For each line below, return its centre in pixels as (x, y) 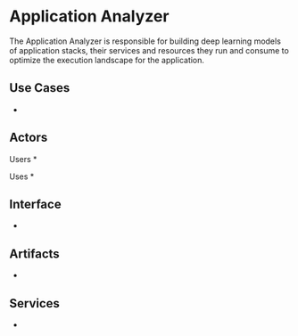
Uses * (22, 176)
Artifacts (34, 254)
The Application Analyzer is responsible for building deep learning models (145, 41)
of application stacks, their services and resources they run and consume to (149, 50)
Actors (29, 138)
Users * (23, 159)
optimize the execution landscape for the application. (107, 60)
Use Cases (40, 88)
